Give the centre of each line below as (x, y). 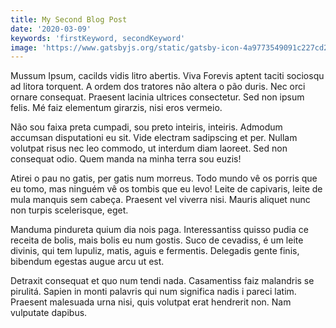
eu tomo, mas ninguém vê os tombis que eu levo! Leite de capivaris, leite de (166, 189)
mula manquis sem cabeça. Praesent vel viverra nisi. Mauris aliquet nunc (160, 200)
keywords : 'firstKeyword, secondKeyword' (98, 38)
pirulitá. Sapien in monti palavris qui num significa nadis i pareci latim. (153, 292)
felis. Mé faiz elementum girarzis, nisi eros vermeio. (116, 108)
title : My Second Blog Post (69, 19)
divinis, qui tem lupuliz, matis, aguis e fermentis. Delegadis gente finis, (155, 251)
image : (24, 47)
